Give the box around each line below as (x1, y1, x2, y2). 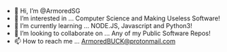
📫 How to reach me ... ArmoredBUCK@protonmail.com (13, 37, 175, 45)
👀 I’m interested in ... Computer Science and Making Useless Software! (13, 14, 221, 22)
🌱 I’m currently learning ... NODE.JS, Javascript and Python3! (13, 22, 193, 30)
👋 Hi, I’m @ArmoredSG (13, 7, 81, 15)
